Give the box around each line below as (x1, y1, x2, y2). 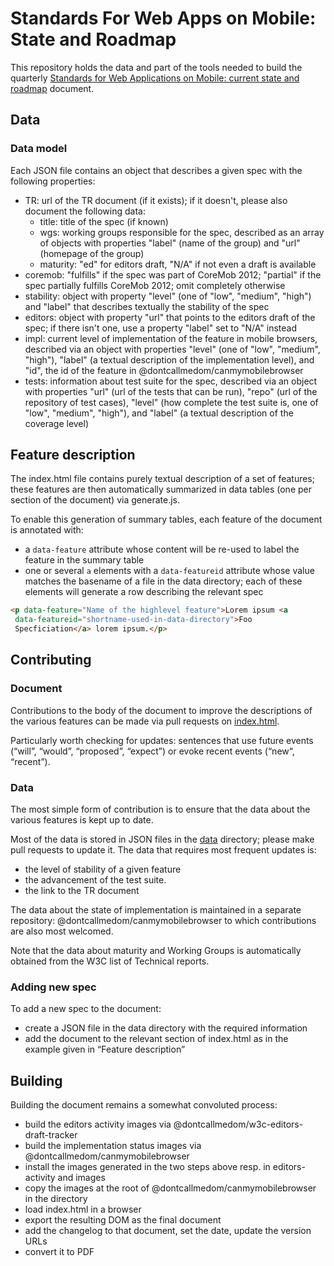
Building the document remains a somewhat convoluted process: (10, 1099, 278, 1111)
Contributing (10, 652, 92, 669)
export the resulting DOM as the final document (24, 1214, 222, 1226)
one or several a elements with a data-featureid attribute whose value (24, 565, 315, 577)
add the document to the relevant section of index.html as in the (24, 1033, 289, 1045)
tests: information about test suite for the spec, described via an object (24, 375, 318, 387)
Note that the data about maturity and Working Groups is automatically (10, 945, 302, 957)
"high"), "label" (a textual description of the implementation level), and (24, 353, 315, 366)
